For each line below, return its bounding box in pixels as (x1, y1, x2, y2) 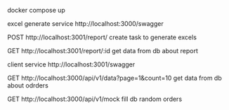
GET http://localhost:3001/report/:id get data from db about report (7, 47, 198, 55)
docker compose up (7, 6, 65, 14)
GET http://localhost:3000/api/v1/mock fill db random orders (7, 95, 183, 103)
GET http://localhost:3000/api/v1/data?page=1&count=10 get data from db (7, 74, 223, 82)
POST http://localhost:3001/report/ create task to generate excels (7, 33, 197, 41)
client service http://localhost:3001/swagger (7, 60, 136, 69)
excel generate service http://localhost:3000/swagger (7, 20, 164, 27)
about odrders (7, 81, 49, 90)
